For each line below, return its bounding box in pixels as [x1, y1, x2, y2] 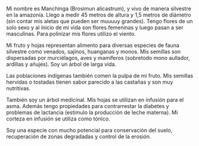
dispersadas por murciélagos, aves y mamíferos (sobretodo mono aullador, [6, 55, 191, 61]
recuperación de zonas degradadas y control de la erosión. [6, 133, 151, 140]
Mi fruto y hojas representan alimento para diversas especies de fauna [6, 42, 180, 49]
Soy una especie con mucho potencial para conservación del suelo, [6, 127, 173, 134]
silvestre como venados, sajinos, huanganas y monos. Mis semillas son [6, 48, 181, 55]
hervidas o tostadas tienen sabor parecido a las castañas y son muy [6, 78, 173, 85]
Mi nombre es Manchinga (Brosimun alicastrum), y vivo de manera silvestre [6, 5, 192, 12]
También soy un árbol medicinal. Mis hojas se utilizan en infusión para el [6, 96, 184, 103]
